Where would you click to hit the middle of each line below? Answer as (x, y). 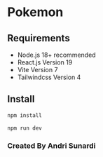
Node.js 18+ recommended (56, 55)
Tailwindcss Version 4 (49, 77)
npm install (25, 115)
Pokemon (35, 12)
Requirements (39, 38)
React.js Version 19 (45, 62)
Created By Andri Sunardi (51, 146)
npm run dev (25, 128)
